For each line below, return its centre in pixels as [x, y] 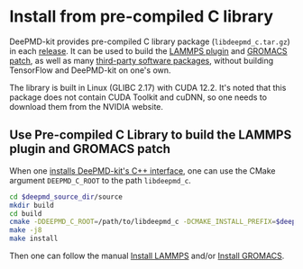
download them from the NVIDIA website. [87, 106]
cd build [26, 213]
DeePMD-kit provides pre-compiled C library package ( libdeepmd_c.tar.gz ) [150, 41]
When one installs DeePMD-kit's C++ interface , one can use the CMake [142, 170]
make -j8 [26, 230]
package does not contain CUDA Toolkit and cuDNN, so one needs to [138, 97]
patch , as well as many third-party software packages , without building [142, 60]
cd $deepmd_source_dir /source [66, 197]
